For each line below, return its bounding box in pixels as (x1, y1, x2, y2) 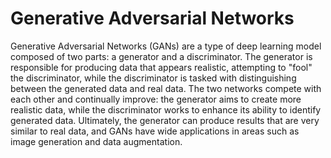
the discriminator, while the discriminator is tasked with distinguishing (10, 72, 297, 84)
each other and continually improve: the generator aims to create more (10, 93, 302, 105)
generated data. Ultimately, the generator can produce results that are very (10, 114, 320, 126)
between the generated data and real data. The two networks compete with (10, 82, 322, 94)
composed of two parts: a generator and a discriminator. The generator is (10, 50, 313, 62)
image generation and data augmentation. (10, 135, 183, 147)
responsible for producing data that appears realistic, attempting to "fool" (10, 61, 313, 73)
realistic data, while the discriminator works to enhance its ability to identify (10, 103, 322, 116)
